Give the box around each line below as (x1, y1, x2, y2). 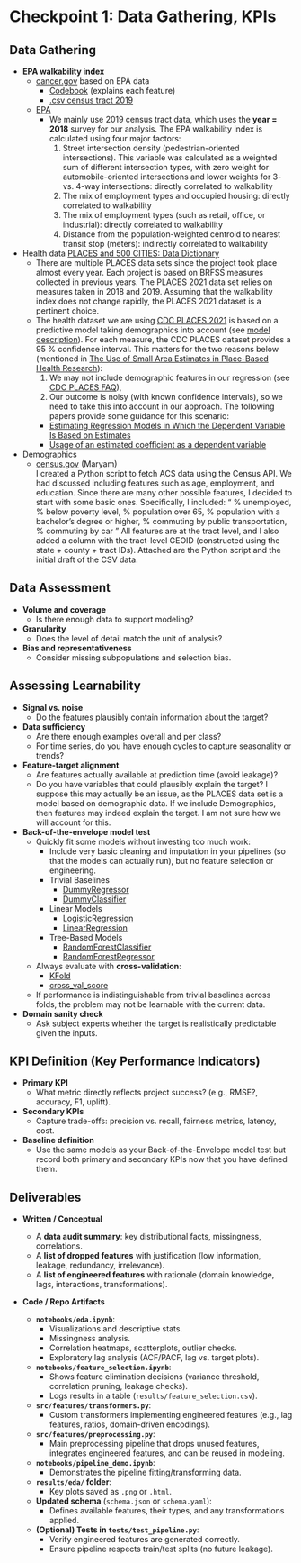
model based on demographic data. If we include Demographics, (35, 797, 277, 808)
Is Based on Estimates (49, 430, 132, 441)
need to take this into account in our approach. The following (49, 401, 275, 412)
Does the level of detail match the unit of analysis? (35, 632, 223, 643)
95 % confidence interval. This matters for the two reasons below (35, 344, 279, 354)
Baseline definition (22, 1135, 94, 1146)
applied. (49, 1515, 79, 1526)
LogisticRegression (62, 913, 134, 923)
